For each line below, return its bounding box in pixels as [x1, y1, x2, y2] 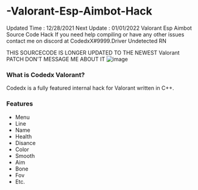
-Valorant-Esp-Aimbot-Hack [6, 4, 152, 18]
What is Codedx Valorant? [6, 70, 85, 79]
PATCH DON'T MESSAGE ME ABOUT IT [6, 55, 105, 63]
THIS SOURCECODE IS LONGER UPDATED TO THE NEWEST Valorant [6, 49, 180, 56]
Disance [15, 139, 36, 146]
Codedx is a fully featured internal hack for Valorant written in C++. [6, 84, 174, 92]
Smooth [15, 152, 35, 159]
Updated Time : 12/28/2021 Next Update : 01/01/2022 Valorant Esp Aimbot [6, 24, 193, 32]
